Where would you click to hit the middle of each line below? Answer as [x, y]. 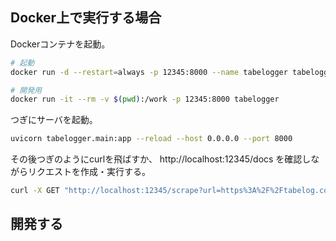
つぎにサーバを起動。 [54, 120]
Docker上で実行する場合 [86, 18]
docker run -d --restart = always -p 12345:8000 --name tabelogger [149, 72]
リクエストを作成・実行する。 [89, 172]
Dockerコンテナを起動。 [60, 44]
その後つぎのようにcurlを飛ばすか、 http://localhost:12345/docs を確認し [161, 159]
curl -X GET [35, 191]
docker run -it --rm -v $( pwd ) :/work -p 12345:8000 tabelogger [145, 99]
